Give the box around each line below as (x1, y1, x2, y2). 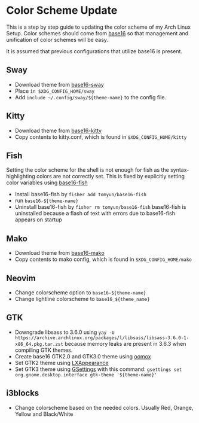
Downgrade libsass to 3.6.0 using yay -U (14, 328, 115, 336)
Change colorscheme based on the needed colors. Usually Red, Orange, (14, 404, 194, 411)
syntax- (170, 166, 189, 174)
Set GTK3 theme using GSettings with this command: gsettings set (14, 366, 182, 373)
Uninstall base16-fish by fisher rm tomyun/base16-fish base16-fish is (14, 203, 186, 211)
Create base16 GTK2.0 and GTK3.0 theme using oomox (14, 352, 151, 360)
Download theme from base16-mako (14, 249, 105, 257)
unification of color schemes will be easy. (6, 36, 109, 43)
